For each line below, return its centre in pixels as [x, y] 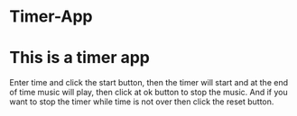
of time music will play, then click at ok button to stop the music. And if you [148, 93]
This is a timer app [80, 58]
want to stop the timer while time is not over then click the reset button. [142, 102]
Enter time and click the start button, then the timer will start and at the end [149, 83]
